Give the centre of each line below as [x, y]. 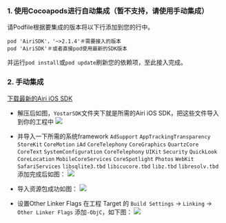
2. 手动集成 [25, 82]
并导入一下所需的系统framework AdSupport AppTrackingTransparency [114, 136]
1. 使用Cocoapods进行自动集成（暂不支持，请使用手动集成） [108, 10]
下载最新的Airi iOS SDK [40, 98]
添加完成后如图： [41, 174]
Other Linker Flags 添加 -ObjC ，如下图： [75, 212]
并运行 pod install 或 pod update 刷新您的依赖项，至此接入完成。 [97, 63]
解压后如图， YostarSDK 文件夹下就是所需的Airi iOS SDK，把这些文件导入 [118, 113]
